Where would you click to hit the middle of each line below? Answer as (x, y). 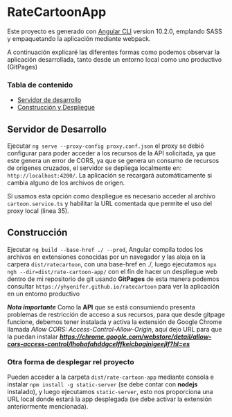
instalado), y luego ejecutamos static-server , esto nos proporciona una (110, 392)
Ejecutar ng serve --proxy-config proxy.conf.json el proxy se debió (106, 146)
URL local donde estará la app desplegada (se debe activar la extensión (110, 399)
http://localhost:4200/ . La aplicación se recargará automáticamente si (110, 176)
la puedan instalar (33, 337)
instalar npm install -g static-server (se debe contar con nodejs (102, 384)
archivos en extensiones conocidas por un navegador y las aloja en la (106, 257)
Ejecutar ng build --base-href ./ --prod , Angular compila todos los (105, 249)
